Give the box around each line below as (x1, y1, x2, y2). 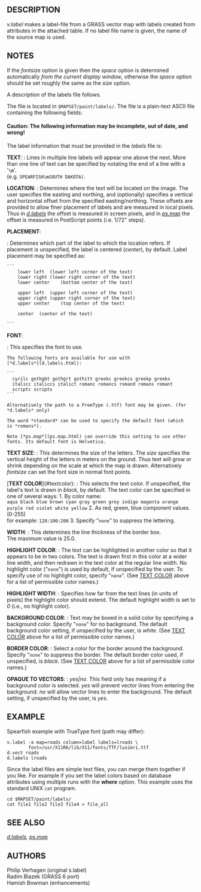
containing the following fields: (7, 109, 83, 116)
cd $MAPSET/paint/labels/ (7, 796, 71, 802)
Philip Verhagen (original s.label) (7, 867, 87, 874)
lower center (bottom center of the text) (17, 279, 133, 285)
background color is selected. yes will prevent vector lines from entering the (7, 681, 194, 689)
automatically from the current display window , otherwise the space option (7, 73, 192, 80)
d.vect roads (7, 750, 39, 756)
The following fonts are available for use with (7, 355, 130, 361)
